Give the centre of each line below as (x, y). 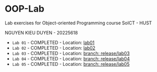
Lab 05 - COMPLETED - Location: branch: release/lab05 (71, 64)
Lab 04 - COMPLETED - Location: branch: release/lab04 (71, 58)
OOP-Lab (24, 9)
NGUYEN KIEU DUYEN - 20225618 (41, 32)
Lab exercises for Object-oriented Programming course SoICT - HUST (78, 23)
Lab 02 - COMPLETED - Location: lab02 (54, 48)
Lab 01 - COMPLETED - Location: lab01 (53, 42)
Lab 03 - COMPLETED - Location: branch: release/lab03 (71, 53)
